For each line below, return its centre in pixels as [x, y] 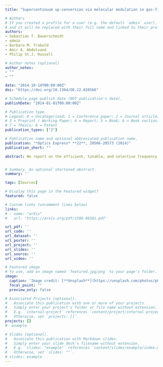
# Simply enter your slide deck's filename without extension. [72, 343]
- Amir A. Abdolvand [26, 50]
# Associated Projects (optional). [41, 299]
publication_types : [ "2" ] [31, 130]
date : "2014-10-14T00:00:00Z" [36, 85]
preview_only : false [30, 290]
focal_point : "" [26, 285]
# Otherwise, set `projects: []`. [42, 317]
